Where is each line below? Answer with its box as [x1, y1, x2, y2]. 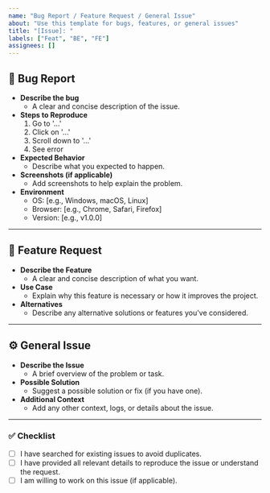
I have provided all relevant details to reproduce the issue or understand [19, 458, 259, 467]
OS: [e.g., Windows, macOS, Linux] [31, 195, 149, 205]
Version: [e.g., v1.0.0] [31, 213, 103, 222]
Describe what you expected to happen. [31, 161, 165, 171]
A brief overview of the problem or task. [31, 368, 165, 379]
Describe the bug [19, 93, 80, 102]
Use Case [19, 282, 54, 292]
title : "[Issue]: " [8, 27, 74, 35]
